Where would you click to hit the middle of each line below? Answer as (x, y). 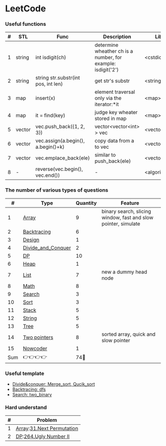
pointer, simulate (121, 224)
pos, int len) (49, 84)
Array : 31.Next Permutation (47, 429)
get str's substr (112, 81)
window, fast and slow (127, 217)
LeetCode (25, 9)
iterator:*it (107, 104)
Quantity (86, 203)
